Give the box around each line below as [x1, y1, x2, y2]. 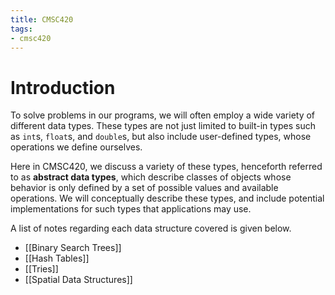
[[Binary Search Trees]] [24, 242, 122, 254]
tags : [10, 24, 33, 34]
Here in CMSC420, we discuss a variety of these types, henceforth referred [10, 161, 323, 173]
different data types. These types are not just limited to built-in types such [10, 120, 316, 132]
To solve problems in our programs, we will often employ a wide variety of [10, 109, 316, 121]
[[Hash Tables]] [24, 252, 90, 265]
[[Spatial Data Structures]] [24, 274, 133, 286]
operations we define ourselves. [10, 141, 143, 153]
